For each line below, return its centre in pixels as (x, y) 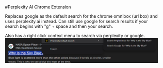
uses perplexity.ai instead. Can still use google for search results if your (76, 21)
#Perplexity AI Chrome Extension (38, 7)
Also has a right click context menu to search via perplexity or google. (75, 36)
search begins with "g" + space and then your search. (59, 26)
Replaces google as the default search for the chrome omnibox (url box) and (81, 16)
